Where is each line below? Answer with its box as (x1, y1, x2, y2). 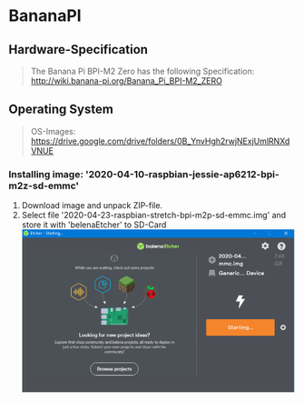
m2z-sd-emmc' (8, 179, 79, 192)
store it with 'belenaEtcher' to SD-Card (21, 219, 167, 230)
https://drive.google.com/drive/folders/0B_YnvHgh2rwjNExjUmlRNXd (30, 136, 290, 146)
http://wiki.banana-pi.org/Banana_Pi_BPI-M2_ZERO (30, 75, 223, 86)
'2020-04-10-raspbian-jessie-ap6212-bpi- (84, 167, 280, 180)
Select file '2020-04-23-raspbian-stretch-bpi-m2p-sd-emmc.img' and (21, 210, 287, 221)
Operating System (8, 102, 114, 117)
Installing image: (8, 167, 83, 180)
